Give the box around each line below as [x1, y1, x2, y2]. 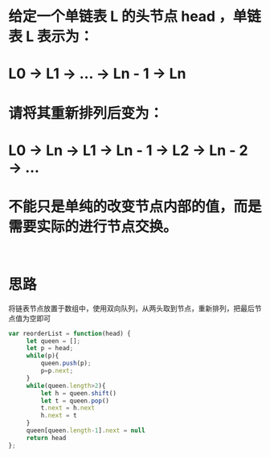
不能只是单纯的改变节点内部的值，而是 [8, 198, 263, 215]
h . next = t [40, 411, 78, 420]
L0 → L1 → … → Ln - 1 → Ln [8, 65, 186, 83]
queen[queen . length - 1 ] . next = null [26, 426, 146, 435]
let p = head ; [26, 345, 74, 353]
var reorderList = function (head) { [8, 329, 131, 337]
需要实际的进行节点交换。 [8, 218, 178, 235]
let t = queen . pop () [40, 397, 110, 405]
